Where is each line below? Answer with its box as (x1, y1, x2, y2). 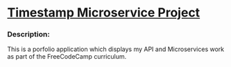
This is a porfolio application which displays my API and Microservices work (7, 45, 224, 53)
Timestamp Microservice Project (7, 5, 200, 21)
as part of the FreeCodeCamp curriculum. (7, 52, 127, 61)
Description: (7, 30, 50, 39)
